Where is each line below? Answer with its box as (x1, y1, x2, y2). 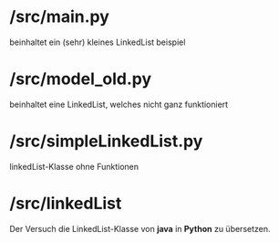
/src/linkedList (9, 194, 122, 214)
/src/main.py (9, 6, 109, 27)
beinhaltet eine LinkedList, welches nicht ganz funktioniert (9, 99, 229, 110)
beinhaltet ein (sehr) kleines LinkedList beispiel (9, 37, 186, 48)
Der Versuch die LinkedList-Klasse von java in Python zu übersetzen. (9, 223, 271, 234)
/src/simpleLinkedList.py (9, 131, 203, 152)
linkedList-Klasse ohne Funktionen (9, 161, 139, 172)
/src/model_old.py (9, 69, 152, 90)
